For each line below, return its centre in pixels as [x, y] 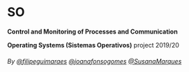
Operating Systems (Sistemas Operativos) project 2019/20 [93, 45]
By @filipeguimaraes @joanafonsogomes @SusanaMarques [94, 61]
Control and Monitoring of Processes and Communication [92, 31]
